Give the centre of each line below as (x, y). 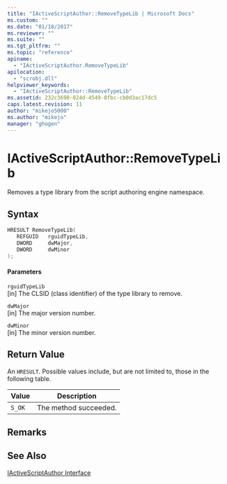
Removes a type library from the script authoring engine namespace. (106, 192)
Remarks (27, 432)
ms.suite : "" (26, 40)
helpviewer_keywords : (39, 85)
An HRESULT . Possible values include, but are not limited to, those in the (108, 371)
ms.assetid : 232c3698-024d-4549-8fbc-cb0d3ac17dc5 (82, 98)
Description (77, 396)
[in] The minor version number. (52, 332)
